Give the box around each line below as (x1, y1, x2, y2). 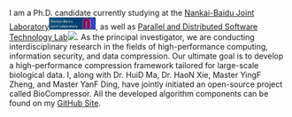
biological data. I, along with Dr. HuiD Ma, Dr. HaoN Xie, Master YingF (9, 69, 262, 80)
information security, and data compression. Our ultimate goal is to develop (9, 51, 284, 61)
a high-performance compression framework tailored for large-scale (9, 59, 259, 70)
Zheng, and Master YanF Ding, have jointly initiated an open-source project (9, 79, 283, 90)
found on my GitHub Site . (9, 97, 102, 108)
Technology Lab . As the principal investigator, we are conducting (9, 31, 255, 43)
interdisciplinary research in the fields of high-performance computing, (9, 41, 268, 51)
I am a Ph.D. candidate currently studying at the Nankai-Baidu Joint (9, 8, 255, 18)
